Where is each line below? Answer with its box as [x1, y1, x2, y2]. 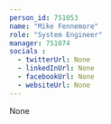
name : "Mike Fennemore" [9, 22, 99, 31]
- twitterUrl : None [17, 55, 91, 64]
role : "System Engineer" [9, 30, 103, 39]
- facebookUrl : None [17, 72, 95, 81]
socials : [9, 47, 47, 56]
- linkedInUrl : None [17, 64, 95, 73]
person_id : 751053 [9, 13, 79, 23]
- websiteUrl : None [17, 81, 91, 90]
